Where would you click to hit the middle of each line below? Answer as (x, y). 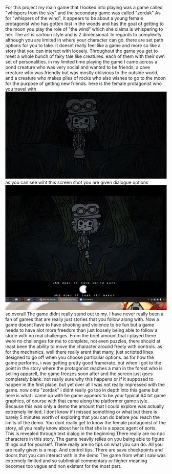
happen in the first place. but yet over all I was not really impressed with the (85, 384)
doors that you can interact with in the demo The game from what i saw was (85, 455)
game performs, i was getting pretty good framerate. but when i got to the (83, 362)
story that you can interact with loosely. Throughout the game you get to (82, 51)
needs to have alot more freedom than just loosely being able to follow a (81, 330)
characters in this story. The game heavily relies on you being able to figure (85, 439)
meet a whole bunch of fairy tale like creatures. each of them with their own (85, 56)
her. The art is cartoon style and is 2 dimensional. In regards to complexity (84, 35)
